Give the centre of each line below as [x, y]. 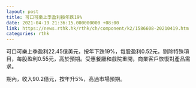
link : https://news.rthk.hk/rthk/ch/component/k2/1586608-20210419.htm [97, 28]
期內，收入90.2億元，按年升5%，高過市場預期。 [66, 79]
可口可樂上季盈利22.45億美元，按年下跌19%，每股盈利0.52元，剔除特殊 [95, 52]
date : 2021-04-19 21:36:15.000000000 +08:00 [63, 23]
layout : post [22, 12]
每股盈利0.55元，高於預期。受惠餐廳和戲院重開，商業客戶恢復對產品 [101, 59]
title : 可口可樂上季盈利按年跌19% [44, 17]
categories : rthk [28, 34]
